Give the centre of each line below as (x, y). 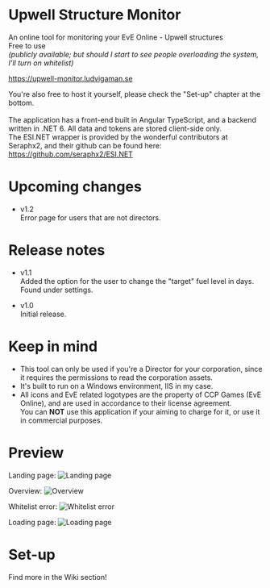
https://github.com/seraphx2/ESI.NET (71, 154)
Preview (36, 452)
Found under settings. (56, 290)
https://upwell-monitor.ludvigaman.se (71, 78)
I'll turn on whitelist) (41, 63)
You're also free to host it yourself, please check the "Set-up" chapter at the (135, 94)
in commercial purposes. (61, 420)
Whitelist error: (33, 507)
